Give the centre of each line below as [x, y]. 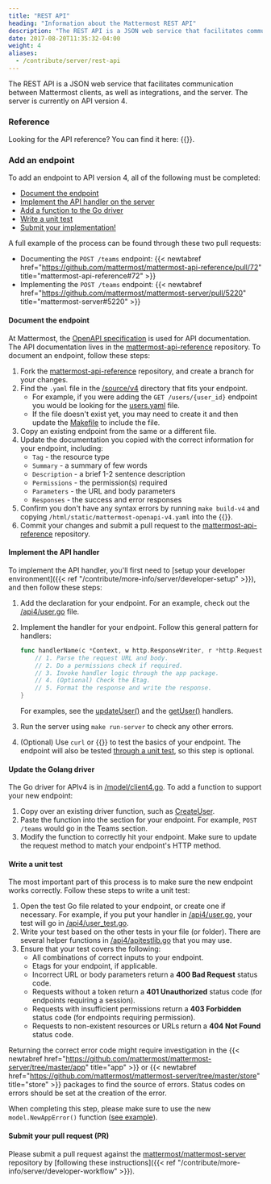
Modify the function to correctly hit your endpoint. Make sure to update [138, 837]
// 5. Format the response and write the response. [123, 688]
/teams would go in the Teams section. [83, 828]
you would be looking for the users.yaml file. [106, 405]
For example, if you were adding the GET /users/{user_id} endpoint [145, 397]
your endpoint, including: [61, 448]
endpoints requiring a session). [83, 1000]
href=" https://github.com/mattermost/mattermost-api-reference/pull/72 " [141, 268]
